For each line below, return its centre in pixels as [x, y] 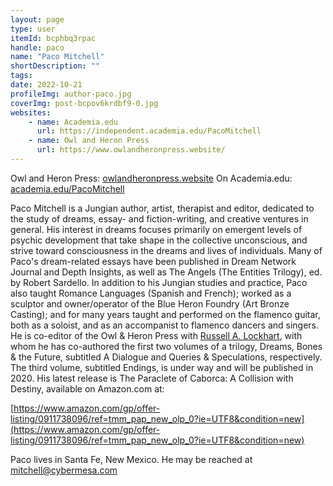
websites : [31, 112]
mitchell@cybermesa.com [64, 470]
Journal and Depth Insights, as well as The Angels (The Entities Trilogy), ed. [166, 272]
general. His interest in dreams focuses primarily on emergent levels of [156, 229]
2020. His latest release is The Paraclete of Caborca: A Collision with [152, 378]
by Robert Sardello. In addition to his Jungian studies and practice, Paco [159, 282]
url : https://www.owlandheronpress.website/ [131, 150]
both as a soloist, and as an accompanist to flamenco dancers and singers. [165, 325]
